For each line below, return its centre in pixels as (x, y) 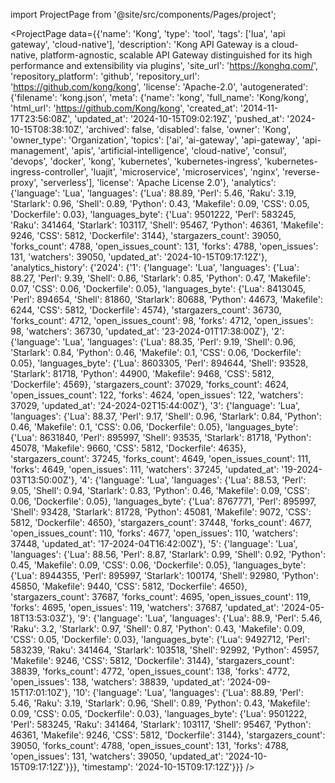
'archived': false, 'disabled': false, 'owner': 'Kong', (188, 129)
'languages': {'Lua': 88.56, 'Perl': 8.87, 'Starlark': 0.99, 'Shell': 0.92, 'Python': (168, 554)
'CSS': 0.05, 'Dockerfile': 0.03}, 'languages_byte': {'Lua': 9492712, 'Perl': (160, 639)
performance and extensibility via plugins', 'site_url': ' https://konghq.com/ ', (164, 65)
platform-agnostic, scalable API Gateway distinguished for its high (176, 55)
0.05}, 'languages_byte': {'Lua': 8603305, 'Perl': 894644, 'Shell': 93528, (159, 363)
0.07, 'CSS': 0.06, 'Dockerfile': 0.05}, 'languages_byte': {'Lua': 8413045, (158, 288)
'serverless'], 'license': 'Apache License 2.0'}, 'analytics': (158, 182)
